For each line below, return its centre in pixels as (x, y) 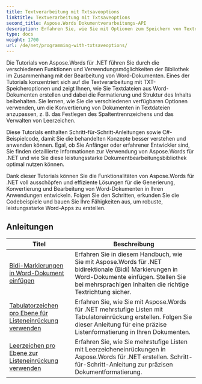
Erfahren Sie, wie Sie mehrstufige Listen (131, 342)
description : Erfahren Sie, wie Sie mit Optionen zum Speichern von (94, 29)
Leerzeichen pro (32, 345)
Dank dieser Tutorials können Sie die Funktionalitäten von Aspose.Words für (100, 176)
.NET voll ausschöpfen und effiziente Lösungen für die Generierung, (91, 182)
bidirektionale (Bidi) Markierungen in (126, 269)
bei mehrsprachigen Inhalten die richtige (132, 284)
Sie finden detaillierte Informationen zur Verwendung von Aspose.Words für (100, 151)
